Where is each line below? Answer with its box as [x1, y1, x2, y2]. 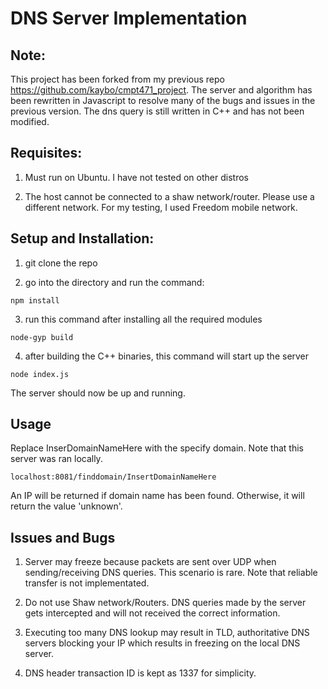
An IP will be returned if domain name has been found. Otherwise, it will [10, 490, 305, 502]
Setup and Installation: [10, 230, 155, 247]
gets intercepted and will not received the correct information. [24, 607, 281, 619]
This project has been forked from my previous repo [10, 73, 225, 85]
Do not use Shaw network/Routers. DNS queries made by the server [24, 597, 307, 609]
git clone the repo [24, 257, 98, 269]
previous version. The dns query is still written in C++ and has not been [10, 105, 305, 117]
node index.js [10, 369, 70, 379]
